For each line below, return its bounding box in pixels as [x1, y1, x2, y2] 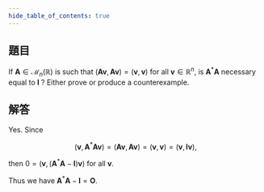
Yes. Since [8, 124, 44, 134]
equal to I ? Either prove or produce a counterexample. [8, 77, 190, 87]
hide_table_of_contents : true [8, 11, 111, 20]
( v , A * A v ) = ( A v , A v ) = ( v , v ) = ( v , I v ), [73, 140, 198, 152]
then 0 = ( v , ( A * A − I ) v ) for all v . [8, 157, 115, 169]
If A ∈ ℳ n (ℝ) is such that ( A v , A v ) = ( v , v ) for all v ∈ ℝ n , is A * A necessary [8, 65, 257, 78]
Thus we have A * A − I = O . [8, 174, 98, 186]
